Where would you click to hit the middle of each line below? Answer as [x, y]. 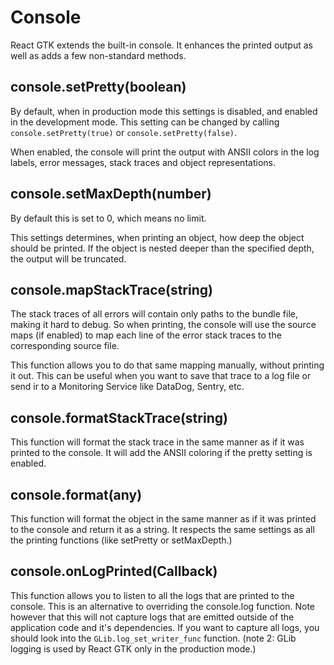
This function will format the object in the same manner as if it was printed [163, 519]
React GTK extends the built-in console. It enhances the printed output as [161, 45]
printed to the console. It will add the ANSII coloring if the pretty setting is [161, 453]
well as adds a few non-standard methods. [98, 55]
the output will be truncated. [68, 258]
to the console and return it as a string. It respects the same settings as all [162, 529]
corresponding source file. [65, 346]
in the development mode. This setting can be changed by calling [145, 122]
